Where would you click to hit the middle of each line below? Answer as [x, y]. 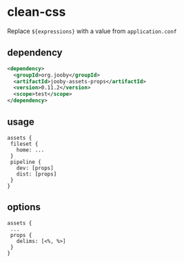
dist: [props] [37, 174]
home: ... [30, 150]
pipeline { [25, 162]
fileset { [24, 144]
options [24, 207]
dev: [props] [35, 168]
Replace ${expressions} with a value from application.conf [92, 31]
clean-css [37, 12]
